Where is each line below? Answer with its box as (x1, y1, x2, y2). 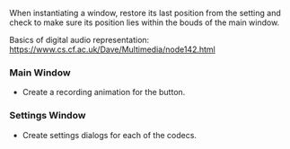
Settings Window (9, 110, 86, 122)
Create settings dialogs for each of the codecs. (22, 129, 198, 140)
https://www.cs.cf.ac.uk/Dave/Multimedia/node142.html (9, 44, 215, 55)
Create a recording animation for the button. (22, 87, 186, 98)
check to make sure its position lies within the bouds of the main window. (9, 17, 280, 28)
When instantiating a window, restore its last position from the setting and (9, 8, 281, 18)
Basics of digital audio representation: (9, 35, 150, 45)
